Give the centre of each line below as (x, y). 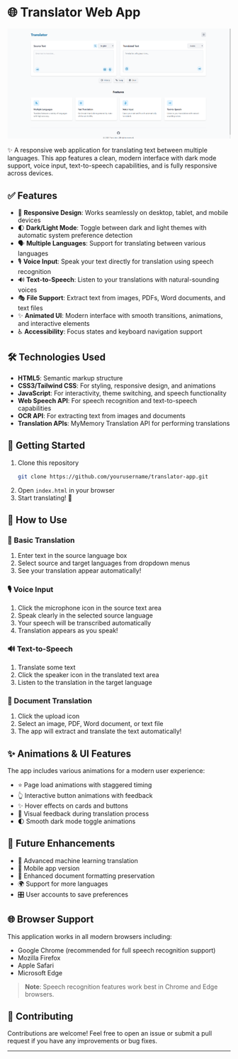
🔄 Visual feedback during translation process (83, 813)
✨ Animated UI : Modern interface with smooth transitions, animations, (120, 316)
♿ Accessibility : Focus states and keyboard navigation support (110, 331)
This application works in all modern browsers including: (90, 936)
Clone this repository (48, 463)
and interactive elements (53, 324)
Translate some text (46, 667)
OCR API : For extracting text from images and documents (101, 415)
